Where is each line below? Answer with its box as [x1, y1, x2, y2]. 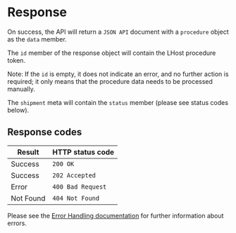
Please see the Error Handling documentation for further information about [7, 211, 224, 220]
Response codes [7, 126, 82, 138]
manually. [7, 84, 35, 93]
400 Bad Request [52, 182, 107, 191]
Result [17, 147, 39, 157]
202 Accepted [52, 171, 97, 180]
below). [7, 106, 30, 114]
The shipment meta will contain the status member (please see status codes [7, 98, 229, 106]
